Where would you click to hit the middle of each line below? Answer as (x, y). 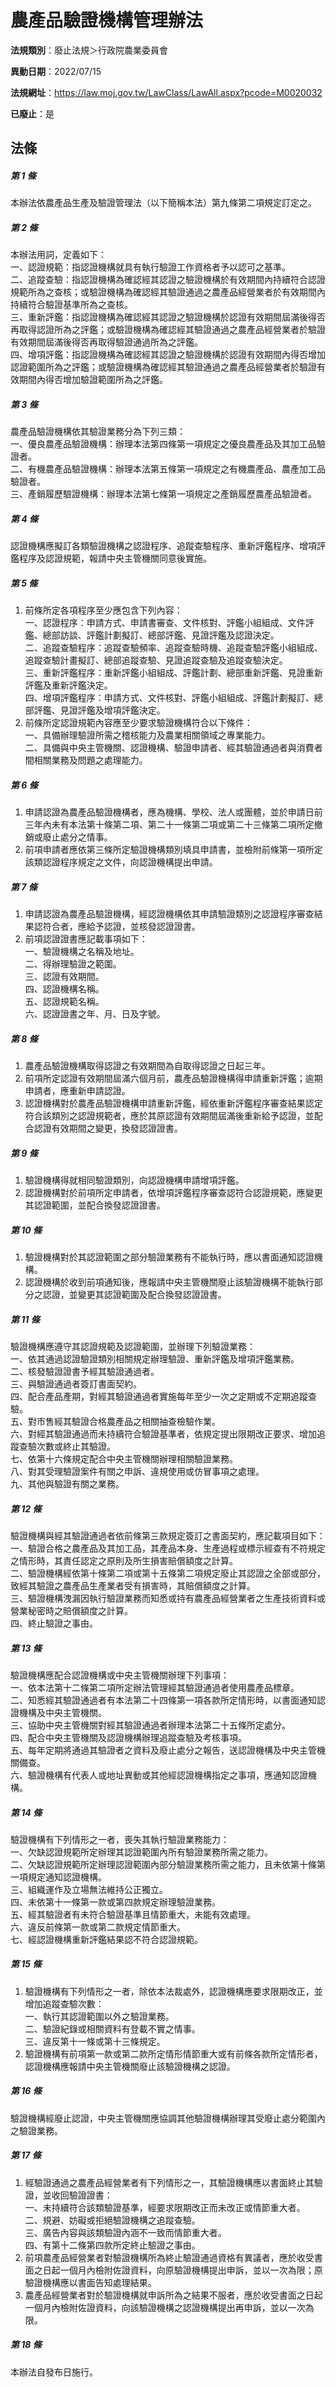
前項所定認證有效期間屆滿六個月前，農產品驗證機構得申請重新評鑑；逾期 (173, 1078)
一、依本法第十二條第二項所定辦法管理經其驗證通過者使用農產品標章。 (155, 1687)
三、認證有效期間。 (64, 977)
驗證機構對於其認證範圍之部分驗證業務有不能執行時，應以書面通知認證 (169, 1257)
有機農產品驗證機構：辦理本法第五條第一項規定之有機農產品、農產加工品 (176, 469)
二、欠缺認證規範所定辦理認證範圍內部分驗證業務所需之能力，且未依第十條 (163, 1864)
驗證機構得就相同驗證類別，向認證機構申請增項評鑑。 (134, 1180)
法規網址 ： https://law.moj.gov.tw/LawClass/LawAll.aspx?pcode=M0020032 (166, 92)
